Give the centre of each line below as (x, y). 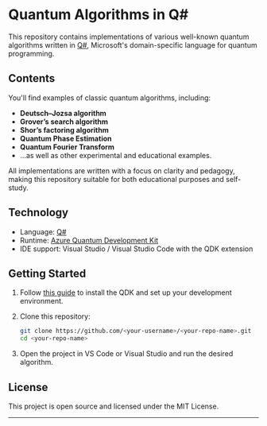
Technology (39, 213)
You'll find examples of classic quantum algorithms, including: (110, 98)
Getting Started (47, 273)
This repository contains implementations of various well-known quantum (129, 37)
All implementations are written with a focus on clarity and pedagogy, (122, 170)
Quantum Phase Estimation (66, 138)
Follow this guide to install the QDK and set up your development (126, 292)
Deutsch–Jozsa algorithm (63, 113)
